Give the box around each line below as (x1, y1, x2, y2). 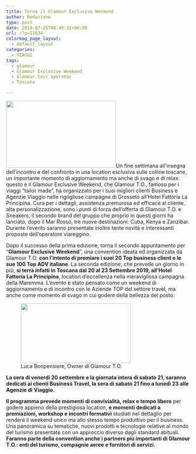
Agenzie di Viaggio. (6, 387, 55, 393)
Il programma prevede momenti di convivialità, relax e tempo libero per (6, 398, 181, 404)
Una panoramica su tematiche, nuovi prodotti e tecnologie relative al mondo (6, 422, 189, 429)
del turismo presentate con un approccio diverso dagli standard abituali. (6, 429, 180, 436)
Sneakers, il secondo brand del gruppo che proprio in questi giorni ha (6, 212, 174, 219)
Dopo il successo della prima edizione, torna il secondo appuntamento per (6, 242, 185, 249)
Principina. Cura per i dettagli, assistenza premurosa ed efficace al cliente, (6, 200, 185, 207)
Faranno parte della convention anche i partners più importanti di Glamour (6, 435, 190, 442)
